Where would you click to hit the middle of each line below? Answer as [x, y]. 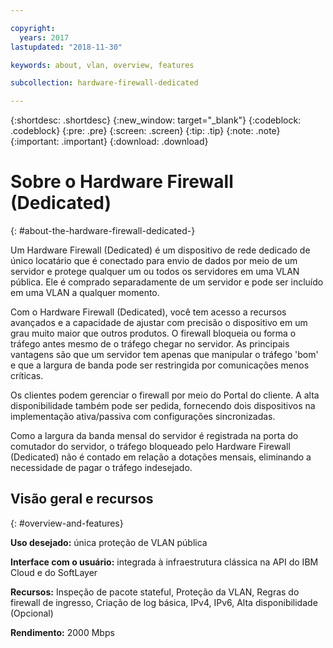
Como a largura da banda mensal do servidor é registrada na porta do [154, 436]
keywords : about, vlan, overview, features [102, 65]
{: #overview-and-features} [67, 523]
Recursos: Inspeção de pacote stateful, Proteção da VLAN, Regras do [155, 592]
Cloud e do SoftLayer [54, 572]
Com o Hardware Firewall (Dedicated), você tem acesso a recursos [148, 312]
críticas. [27, 376]
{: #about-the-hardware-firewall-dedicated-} [103, 231]
